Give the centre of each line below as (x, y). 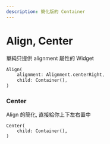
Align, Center (40, 41)
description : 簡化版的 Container (46, 12)
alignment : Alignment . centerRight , (61, 75)
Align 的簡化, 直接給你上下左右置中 (48, 115)
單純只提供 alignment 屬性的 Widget (50, 58)
